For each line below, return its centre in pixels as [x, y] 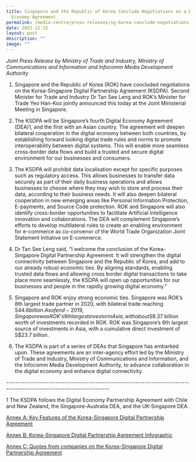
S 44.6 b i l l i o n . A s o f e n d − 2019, [49, 310]
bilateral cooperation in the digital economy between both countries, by [100, 133]
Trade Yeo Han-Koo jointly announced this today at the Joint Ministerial [100, 103]
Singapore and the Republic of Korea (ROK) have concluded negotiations [102, 84]
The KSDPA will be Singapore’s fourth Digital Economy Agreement [94, 120]
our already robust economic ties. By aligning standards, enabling [93, 267]
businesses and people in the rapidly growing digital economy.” [91, 286]
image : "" [18, 44]
